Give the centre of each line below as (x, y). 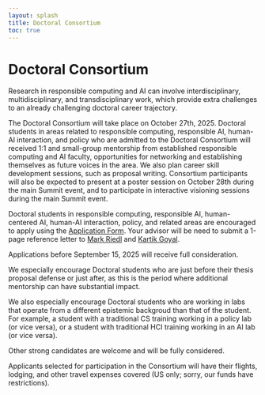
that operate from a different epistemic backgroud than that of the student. (130, 310)
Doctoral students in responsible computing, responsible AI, (106, 214)
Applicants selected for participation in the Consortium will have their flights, (133, 366)
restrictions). (29, 383)
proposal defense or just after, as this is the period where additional (118, 278)
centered (23, 223)
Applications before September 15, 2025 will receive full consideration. (123, 254)
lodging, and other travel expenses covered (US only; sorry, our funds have (131, 374)
